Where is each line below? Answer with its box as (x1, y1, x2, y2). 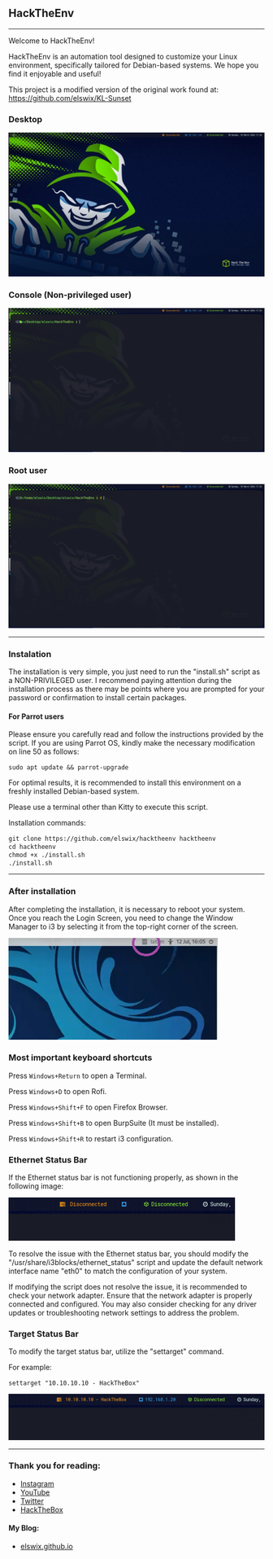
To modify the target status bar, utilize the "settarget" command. (8, 1347, 224, 1356)
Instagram (19, 1478, 54, 1488)
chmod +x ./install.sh (8, 851, 85, 860)
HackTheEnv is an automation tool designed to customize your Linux (8, 51, 238, 61)
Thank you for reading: (8, 1460, 101, 1472)
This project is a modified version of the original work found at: (8, 85, 219, 94)
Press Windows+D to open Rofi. (8, 1086, 107, 1096)
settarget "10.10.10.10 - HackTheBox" (8, 1379, 140, 1387)
